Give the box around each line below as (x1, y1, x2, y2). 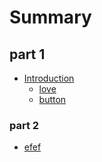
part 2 (9, 118, 40, 132)
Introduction (23, 72, 75, 84)
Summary (9, 6, 92, 29)
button (38, 94, 67, 105)
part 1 (9, 46, 46, 63)
